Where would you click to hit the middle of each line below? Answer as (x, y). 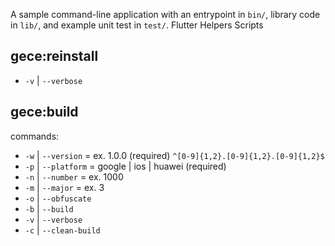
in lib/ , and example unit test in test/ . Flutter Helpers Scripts (137, 25)
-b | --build (49, 208)
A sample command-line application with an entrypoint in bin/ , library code (165, 14)
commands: (35, 136)
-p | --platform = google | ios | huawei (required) (125, 166)
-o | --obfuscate (58, 198)
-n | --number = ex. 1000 (74, 176)
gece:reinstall (54, 56)
